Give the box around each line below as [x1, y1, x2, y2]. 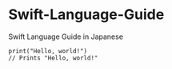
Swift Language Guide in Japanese [8, 32, 124, 41]
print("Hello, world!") [8, 47, 88, 55]
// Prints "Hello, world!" [8, 54, 98, 62]
